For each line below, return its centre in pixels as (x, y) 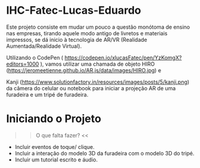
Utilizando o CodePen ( (35, 57)
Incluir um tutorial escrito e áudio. (56, 160)
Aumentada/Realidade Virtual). (44, 46)
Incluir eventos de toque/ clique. (54, 146)
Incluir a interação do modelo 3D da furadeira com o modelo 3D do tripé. (104, 153)
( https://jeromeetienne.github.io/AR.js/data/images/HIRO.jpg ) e (84, 70)
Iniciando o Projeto (54, 119)
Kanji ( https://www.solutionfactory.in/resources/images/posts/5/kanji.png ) (98, 82)
